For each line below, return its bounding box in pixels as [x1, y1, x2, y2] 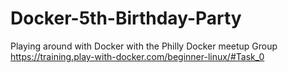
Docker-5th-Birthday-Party [10, 7, 242, 30]
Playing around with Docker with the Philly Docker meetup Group [10, 40, 278, 52]
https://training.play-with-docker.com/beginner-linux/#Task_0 [10, 50, 265, 62]
